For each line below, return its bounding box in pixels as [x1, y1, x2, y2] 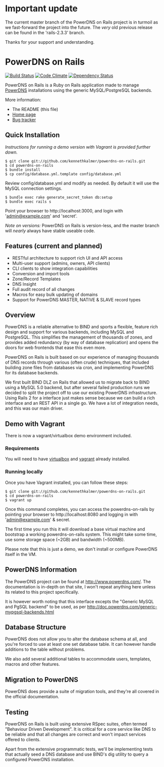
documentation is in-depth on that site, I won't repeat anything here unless [5, 583, 156, 589]
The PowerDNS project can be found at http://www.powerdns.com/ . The [5, 579, 151, 584]
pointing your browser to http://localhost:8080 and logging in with [5, 511, 138, 517]
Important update [5, 3, 78, 14]
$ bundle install [5, 167, 41, 172]
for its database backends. [5, 370, 59, 376]
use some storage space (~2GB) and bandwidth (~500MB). [5, 536, 125, 542]
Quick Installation [5, 131, 60, 139]
